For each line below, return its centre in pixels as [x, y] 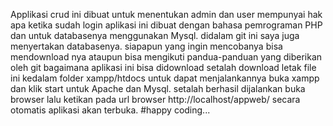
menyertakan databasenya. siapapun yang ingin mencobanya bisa [146, 46]
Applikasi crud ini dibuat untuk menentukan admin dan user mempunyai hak [166, 14]
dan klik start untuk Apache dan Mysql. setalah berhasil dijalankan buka [158, 88]
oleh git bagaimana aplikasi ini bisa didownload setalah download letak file [163, 67]
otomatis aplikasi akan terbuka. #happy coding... [110, 110]
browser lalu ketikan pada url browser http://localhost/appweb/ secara [155, 99]
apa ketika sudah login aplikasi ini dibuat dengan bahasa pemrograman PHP [166, 25]
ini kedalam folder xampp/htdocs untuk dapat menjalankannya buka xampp [165, 78]
